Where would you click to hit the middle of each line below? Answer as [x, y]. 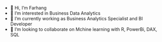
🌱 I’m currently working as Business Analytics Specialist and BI [76, 18]
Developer [21, 24]
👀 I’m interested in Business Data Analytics [55, 13]
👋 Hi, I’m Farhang [28, 8]
